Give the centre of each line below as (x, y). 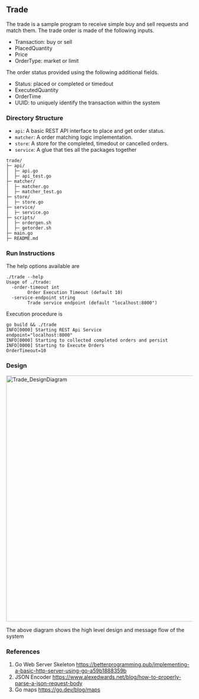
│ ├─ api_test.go (29, 176)
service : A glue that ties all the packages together (76, 150)
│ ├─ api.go (22, 171)
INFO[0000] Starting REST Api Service (54, 330)
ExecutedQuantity (36, 90)
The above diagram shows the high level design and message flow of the (95, 630)
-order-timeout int (36, 288)
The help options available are (43, 266)
